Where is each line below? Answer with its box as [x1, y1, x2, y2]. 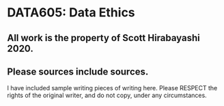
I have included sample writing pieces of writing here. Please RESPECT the [7, 84, 218, 92]
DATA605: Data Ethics [7, 5, 135, 21]
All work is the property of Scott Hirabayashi [7, 32, 200, 44]
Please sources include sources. [7, 66, 149, 77]
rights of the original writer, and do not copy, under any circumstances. [7, 91, 207, 100]
